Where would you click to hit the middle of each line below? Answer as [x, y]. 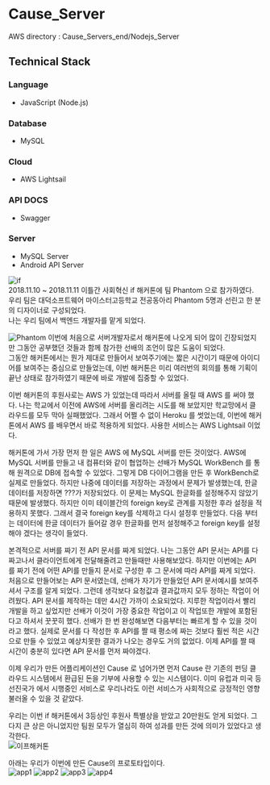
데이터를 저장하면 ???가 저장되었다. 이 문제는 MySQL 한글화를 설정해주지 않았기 [133, 492]
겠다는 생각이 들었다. [56, 532]
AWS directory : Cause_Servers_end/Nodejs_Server [94, 36]
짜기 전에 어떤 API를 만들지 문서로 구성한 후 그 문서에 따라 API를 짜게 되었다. [136, 570]
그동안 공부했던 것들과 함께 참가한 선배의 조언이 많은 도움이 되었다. [121, 347]
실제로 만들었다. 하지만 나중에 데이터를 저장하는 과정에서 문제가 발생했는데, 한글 [133, 482]
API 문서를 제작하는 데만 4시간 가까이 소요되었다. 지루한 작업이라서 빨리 [144, 600]
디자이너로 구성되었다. [51, 310]
